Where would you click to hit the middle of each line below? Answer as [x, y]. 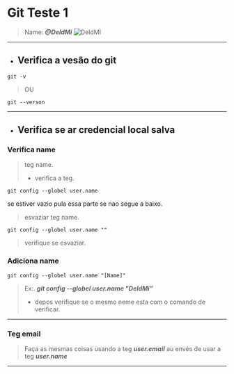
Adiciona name [33, 261]
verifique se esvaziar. [55, 243]
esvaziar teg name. [52, 218]
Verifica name [31, 149]
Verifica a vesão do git [67, 60]
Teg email [24, 334]
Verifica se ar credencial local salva [96, 130]
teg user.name [46, 357]
